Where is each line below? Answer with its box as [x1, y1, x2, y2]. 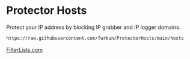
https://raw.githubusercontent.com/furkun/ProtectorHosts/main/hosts [6, 35, 185, 41]
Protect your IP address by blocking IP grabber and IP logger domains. [6, 23, 181, 31]
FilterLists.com [6, 46, 43, 53]
